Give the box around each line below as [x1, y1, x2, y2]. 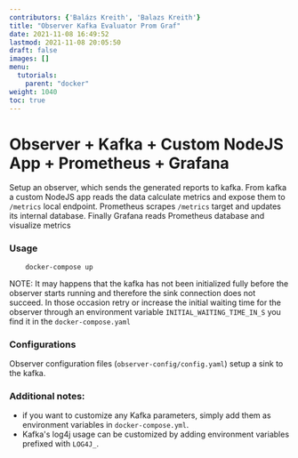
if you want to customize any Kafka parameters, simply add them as [21, 410, 271, 421]
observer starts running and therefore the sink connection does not [9, 287, 256, 298]
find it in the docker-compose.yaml [9, 316, 131, 326]
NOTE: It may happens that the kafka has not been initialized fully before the [9, 277, 289, 289]
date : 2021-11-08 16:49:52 [9, 29, 109, 38]
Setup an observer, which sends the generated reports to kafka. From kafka [9, 182, 287, 193]
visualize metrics [9, 220, 71, 231]
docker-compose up [25, 262, 93, 271]
